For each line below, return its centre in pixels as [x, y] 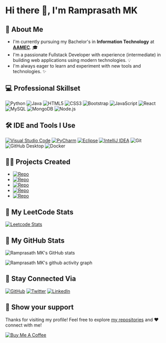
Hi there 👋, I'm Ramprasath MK [72, 10]
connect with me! [23, 325]
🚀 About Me [24, 29]
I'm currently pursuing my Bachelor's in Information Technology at [84, 41]
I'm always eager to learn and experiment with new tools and [77, 66]
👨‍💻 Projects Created [38, 162]
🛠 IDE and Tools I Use [40, 126]
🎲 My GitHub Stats [35, 240]
